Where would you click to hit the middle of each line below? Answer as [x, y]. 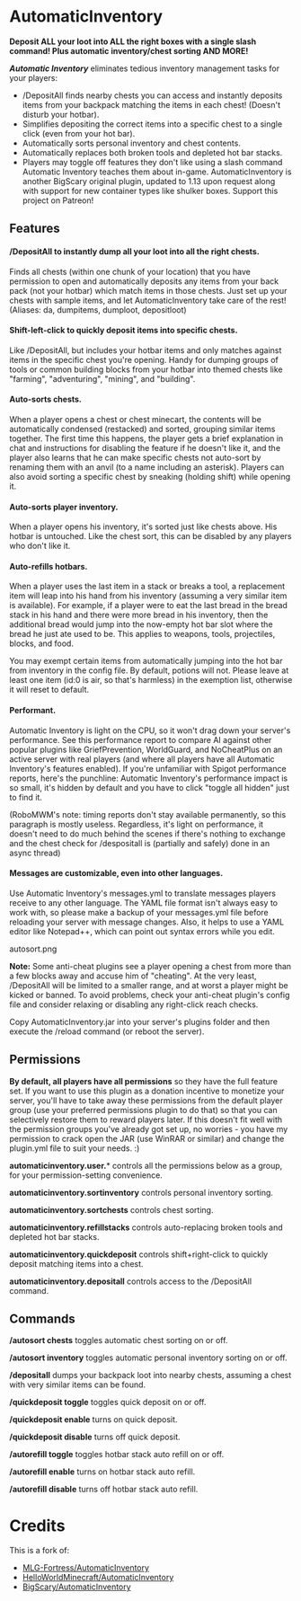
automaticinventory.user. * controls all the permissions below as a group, [146, 1165]
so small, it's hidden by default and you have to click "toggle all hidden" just [150, 787]
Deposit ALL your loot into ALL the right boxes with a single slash [133, 41]
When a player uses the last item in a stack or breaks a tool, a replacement [147, 587]
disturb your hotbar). [61, 114]
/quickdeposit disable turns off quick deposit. [95, 1437]
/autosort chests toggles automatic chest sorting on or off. [119, 1340]
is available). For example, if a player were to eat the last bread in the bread [148, 606]
